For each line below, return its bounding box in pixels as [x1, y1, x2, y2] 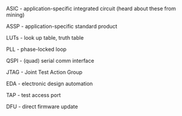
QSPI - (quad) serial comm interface [6, 57, 95, 64]
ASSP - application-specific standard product [6, 23, 117, 30]
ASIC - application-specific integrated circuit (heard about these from [6, 5, 176, 12]
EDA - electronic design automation [6, 80, 93, 87]
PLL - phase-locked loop [6, 46, 67, 53]
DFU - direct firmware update [6, 103, 78, 110]
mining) [6, 11, 25, 18]
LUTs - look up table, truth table [6, 34, 84, 41]
